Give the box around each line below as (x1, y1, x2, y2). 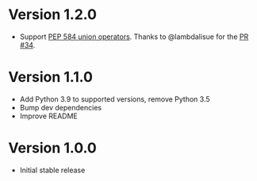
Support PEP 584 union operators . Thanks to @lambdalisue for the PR (19, 32, 249, 41)
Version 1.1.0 (8, 68, 94, 87)
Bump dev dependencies (19, 102, 102, 112)
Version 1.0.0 (8, 139, 97, 157)
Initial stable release (19, 165, 86, 175)
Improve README (19, 111, 78, 121)
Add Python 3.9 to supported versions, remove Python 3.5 (19, 94, 210, 104)
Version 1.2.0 (8, 6, 98, 24)
